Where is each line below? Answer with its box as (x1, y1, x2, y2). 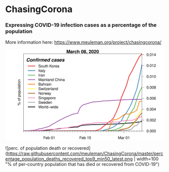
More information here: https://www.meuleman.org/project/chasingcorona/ (5, 39, 162, 45)
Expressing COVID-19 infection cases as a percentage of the (5, 22, 157, 29)
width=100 (136, 156, 159, 162)
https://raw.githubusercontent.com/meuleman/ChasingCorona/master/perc (7, 150, 163, 157)
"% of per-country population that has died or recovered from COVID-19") (5, 161, 160, 167)
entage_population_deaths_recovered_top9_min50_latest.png (5, 156, 133, 162)
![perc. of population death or (5, 145, 67, 151)
